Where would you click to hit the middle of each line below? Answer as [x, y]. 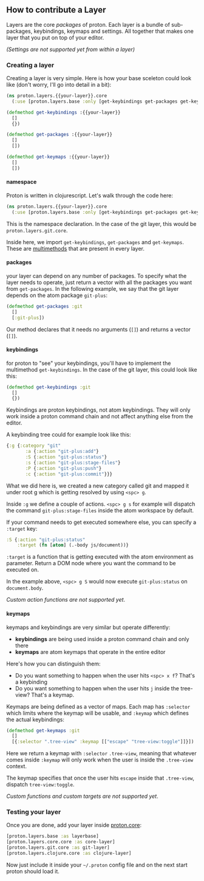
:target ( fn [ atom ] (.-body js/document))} [73, 545]
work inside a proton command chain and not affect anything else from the [100, 417]
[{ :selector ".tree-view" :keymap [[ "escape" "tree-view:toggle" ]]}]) [103, 742]
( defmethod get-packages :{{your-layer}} [59, 135]
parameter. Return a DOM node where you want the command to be [91, 563]
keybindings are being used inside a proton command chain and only [102, 639]
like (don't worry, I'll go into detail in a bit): [59, 85]
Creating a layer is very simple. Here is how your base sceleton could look [99, 78]
